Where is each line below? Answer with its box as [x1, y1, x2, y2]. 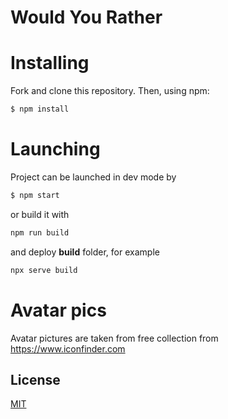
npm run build [10, 227, 70, 238]
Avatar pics [10, 299, 107, 321]
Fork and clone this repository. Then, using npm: [10, 85, 210, 97]
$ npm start [10, 190, 60, 200]
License [10, 371, 61, 388]
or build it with [10, 208, 70, 220]
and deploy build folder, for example [10, 246, 160, 258]
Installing [10, 52, 90, 75]
